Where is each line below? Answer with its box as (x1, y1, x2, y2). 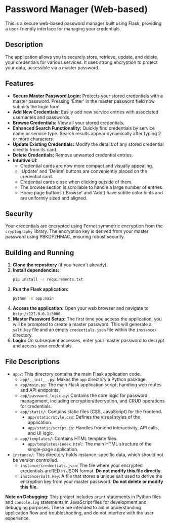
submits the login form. (12, 103, 61, 109)
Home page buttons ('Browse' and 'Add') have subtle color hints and (20, 189, 163, 195)
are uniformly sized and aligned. (20, 195, 88, 201)
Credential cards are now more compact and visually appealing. (20, 163, 153, 169)
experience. (5, 515, 30, 521)
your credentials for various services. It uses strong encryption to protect (5, 59, 158, 65)
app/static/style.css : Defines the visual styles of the (27, 414, 140, 420)
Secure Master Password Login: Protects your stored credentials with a (12, 93, 163, 99)
